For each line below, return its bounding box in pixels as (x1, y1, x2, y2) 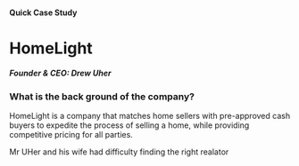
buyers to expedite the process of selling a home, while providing (9, 120, 250, 130)
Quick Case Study (9, 7, 78, 18)
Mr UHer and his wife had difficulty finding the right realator (9, 146, 229, 157)
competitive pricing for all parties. (9, 130, 134, 140)
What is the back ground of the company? (9, 90, 195, 102)
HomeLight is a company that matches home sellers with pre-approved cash (9, 111, 291, 122)
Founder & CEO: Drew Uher (9, 67, 112, 79)
